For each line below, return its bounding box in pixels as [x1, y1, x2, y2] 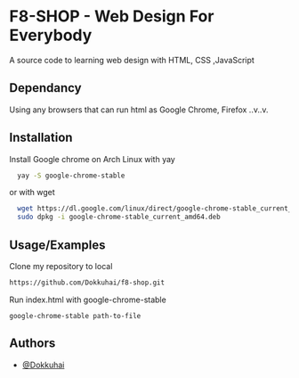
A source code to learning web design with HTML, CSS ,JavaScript [9, 54, 255, 65]
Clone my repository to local [9, 261, 113, 271]
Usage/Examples [9, 237, 106, 252]
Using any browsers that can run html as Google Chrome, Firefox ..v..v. [9, 104, 269, 115]
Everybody [9, 25, 93, 45]
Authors [9, 336, 56, 351]
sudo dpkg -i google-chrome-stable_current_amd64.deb [17, 212, 221, 222]
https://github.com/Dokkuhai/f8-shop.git [9, 278, 166, 287]
